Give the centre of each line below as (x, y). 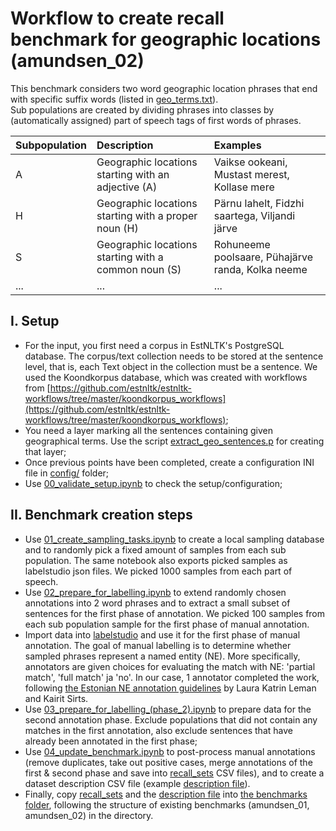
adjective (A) (127, 187)
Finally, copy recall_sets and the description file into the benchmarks (166, 794)
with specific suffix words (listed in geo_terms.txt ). (114, 99)
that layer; (45, 451)
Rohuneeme (242, 244)
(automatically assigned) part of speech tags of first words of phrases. (156, 120)
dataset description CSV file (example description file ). (137, 783)
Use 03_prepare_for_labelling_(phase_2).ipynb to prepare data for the (168, 709)
